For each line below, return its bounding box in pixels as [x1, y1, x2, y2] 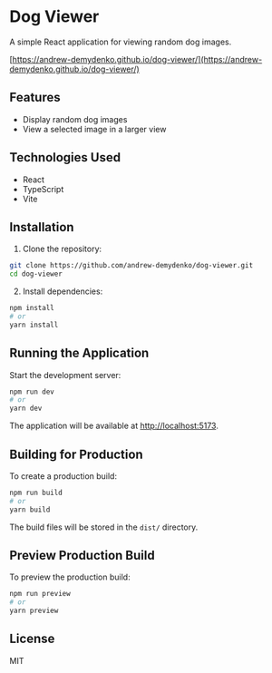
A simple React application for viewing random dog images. [9, 36, 232, 47]
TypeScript [22, 183, 64, 194]
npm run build [9, 488, 63, 497]
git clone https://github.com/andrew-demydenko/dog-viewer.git [9, 261, 254, 270]
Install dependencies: [22, 286, 103, 297]
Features [9, 90, 61, 105]
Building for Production [9, 446, 143, 462]
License [9, 631, 55, 647]
